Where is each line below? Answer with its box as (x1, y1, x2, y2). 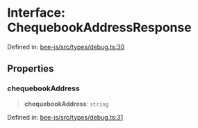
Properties (7, 63, 54, 74)
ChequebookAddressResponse (7, 19, 192, 35)
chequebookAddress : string (24, 99, 109, 108)
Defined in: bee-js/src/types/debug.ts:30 (7, 42, 125, 51)
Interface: (7, 5, 66, 21)
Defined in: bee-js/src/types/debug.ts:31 (7, 113, 124, 121)
